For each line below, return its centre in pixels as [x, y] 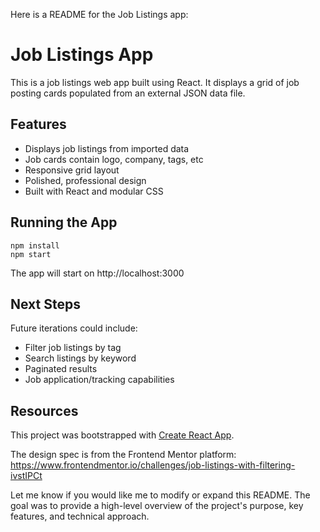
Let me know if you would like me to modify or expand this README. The [160, 495]
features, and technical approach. [80, 516]
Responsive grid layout [72, 170]
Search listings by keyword [80, 358]
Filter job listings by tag [73, 348]
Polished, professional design [85, 180]
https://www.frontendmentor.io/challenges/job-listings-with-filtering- [153, 465]
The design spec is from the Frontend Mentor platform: [123, 455]
